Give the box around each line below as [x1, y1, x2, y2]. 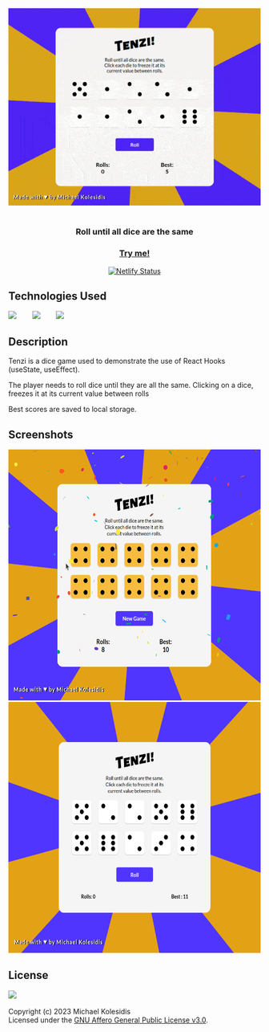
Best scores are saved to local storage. [8, 405, 137, 414]
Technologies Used [8, 289, 106, 303]
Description [8, 335, 68, 349]
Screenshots [8, 427, 74, 441]
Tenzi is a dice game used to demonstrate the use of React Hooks [8, 357, 226, 366]
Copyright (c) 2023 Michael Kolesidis [8, 1006, 130, 1016]
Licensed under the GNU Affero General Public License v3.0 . [8, 1015, 208, 1025]
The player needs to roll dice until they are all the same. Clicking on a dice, [8, 381, 254, 390]
